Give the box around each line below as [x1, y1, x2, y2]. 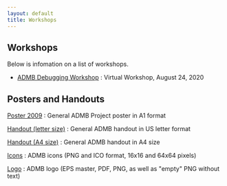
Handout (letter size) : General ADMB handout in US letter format [7, 125, 191, 133]
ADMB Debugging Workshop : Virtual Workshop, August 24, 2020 [17, 73, 204, 82]
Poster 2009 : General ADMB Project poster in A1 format [7, 111, 166, 120]
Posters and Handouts [7, 93, 105, 105]
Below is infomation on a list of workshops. [7, 60, 129, 69]
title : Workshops [7, 16, 57, 23]
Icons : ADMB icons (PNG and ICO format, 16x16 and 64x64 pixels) [7, 152, 197, 160]
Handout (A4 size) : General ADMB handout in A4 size [7, 138, 160, 146]
